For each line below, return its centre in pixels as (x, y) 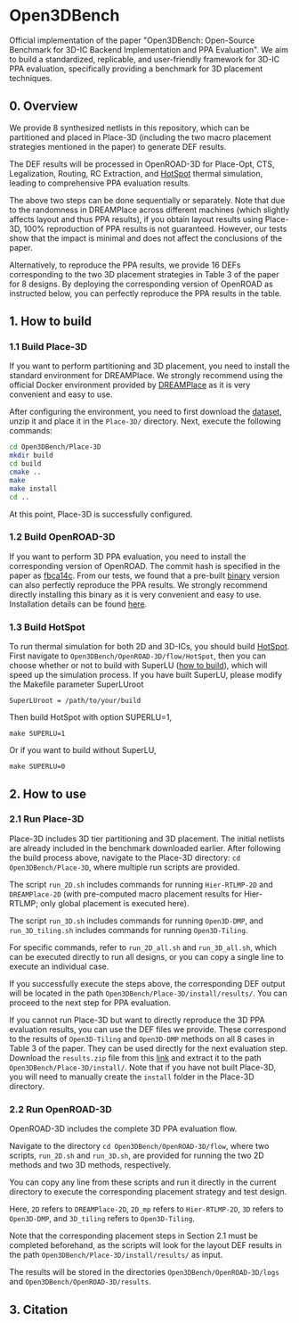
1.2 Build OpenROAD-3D (62, 537)
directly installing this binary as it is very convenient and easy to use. (135, 594)
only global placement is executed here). (114, 903)
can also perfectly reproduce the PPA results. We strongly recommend (138, 584)
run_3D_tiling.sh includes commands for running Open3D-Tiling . (129, 930)
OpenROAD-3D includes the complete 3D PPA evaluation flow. (123, 1129)
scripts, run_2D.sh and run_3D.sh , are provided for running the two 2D (137, 1155)
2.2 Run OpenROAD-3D (61, 1109)
